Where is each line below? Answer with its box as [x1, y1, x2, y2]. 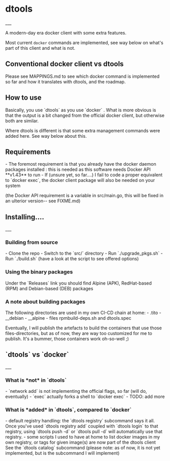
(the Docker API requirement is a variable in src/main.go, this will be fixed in [5, 193, 164, 199]
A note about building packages [5, 298, 85, 305]
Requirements [5, 147, 51, 156]
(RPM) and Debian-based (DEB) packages [5, 285, 93, 291]
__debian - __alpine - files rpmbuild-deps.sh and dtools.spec [5, 315, 131, 321]
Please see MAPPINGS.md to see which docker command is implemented [5, 73, 160, 79]
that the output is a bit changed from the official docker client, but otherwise [5, 112, 165, 118]
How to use [5, 94, 42, 102]
